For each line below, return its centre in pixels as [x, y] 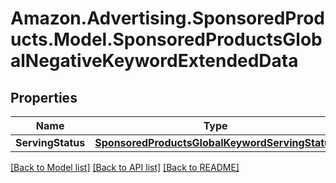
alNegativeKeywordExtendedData [154, 61]
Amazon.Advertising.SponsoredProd [168, 18]
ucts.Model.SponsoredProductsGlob [166, 39]
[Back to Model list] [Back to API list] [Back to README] [125, 167]
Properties [44, 97]
